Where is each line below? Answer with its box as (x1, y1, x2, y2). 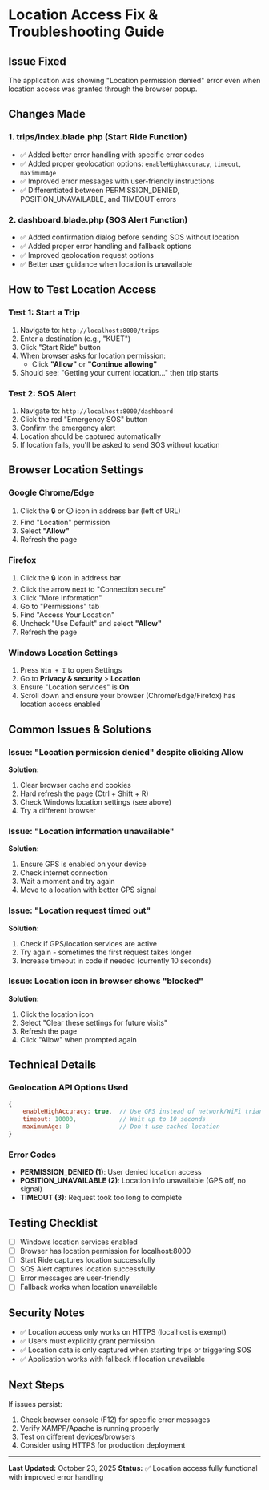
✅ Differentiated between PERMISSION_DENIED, (19, 185, 180, 195)
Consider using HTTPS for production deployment (19, 1440, 186, 1450)
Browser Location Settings (8, 463, 144, 477)
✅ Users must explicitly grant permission (19, 1336, 155, 1346)
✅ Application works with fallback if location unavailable (19, 1355, 206, 1364)
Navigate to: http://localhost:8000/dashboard (19, 406, 174, 416)
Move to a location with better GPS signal (19, 885, 157, 894)
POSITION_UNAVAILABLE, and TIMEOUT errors (19, 194, 177, 203)
